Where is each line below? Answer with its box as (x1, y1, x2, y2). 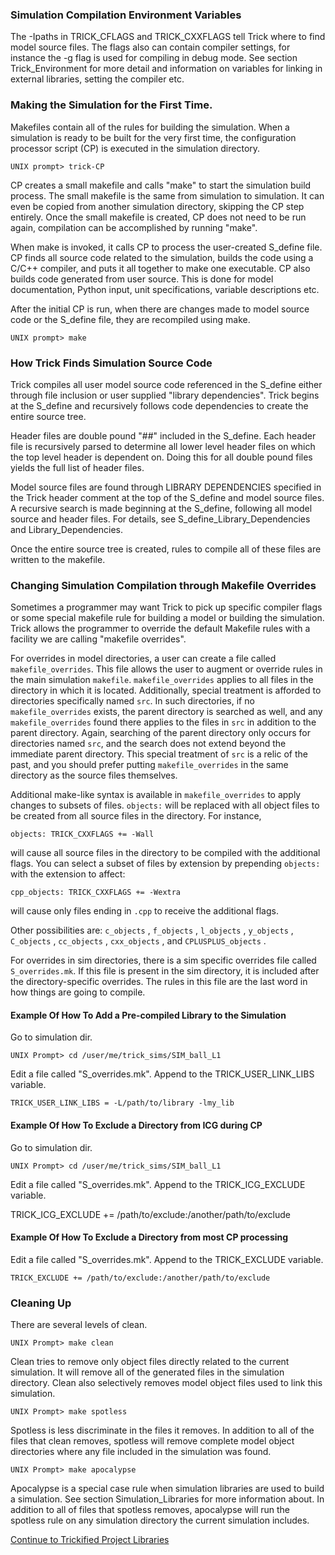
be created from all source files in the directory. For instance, (10, 810, 262, 822)
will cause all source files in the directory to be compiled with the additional (10, 847, 321, 859)
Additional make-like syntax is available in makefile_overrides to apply (10, 789, 302, 801)
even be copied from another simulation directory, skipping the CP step (10, 200, 305, 212)
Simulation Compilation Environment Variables (10, 8, 242, 22)
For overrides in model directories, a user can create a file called (10, 653, 277, 665)
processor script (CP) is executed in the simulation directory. (10, 142, 261, 154)
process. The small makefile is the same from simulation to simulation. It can (10, 189, 325, 202)
